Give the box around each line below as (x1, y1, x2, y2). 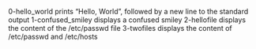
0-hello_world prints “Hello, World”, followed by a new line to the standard (8, 7, 249, 16)
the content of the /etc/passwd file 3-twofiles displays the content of (8, 24, 232, 32)
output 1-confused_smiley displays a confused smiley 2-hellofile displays (8, 15, 247, 24)
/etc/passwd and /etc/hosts (8, 32, 98, 41)
